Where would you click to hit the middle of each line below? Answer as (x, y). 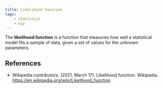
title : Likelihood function (34, 10)
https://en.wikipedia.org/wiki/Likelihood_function (61, 80)
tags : (11, 14)
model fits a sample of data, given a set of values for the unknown (72, 43)
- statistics (27, 19)
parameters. (17, 48)
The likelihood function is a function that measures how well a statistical (79, 37)
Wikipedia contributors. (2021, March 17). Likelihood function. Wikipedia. (85, 75)
